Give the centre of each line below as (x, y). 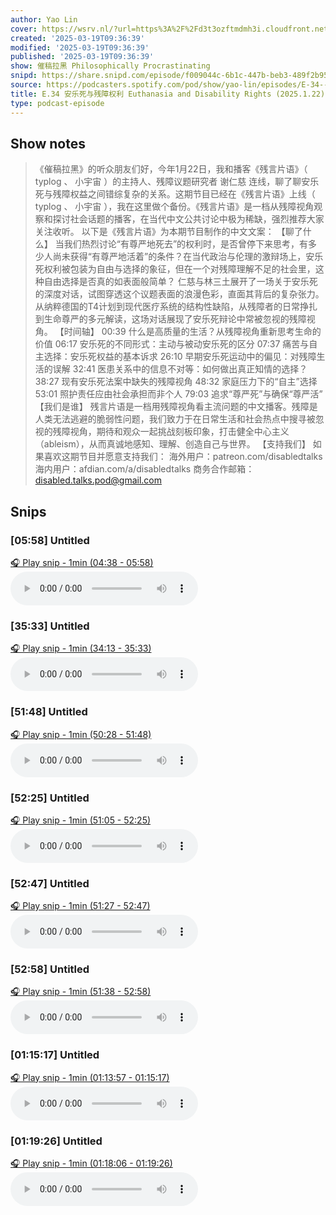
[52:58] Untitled (50, 969)
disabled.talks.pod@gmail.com (98, 480)
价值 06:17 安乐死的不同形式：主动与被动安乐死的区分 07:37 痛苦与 (172, 344)
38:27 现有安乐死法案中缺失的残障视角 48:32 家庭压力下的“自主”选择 (176, 382)
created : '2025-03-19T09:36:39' (77, 38)
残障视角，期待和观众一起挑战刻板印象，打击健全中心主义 (171, 432)
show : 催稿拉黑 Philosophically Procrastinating (110, 66)
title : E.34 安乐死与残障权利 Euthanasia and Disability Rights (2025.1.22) (168, 94)
